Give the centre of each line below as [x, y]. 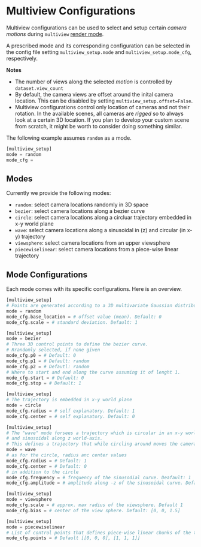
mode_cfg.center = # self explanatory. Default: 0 [71, 416]
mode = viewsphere [29, 500]
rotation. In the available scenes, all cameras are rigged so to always [99, 113]
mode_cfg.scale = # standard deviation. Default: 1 [72, 322]
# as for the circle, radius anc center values [67, 455]
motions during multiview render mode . [55, 34]
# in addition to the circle [42, 472]
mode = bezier [24, 339]
